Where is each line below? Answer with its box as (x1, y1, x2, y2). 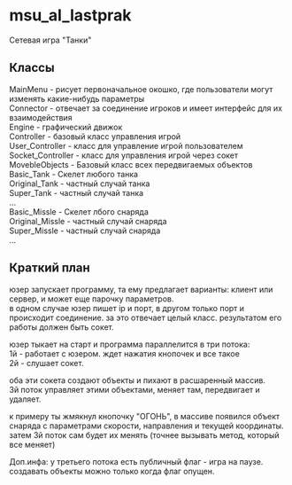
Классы (9, 60, 55, 75)
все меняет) (9, 439, 56, 450)
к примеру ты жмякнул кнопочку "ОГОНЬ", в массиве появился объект (9, 411, 280, 421)
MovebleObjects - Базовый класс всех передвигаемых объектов (9, 159, 253, 169)
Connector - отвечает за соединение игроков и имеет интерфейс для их (9, 103, 283, 113)
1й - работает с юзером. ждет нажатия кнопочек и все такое (9, 348, 241, 359)
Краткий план (9, 261, 90, 276)
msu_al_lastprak (9, 5, 132, 26)
